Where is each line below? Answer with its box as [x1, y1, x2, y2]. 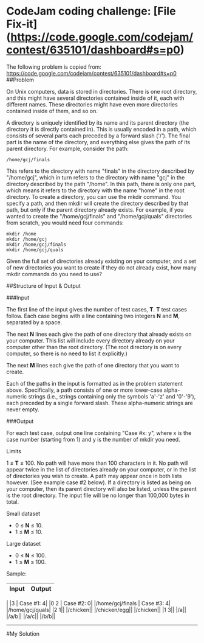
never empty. [6, 406, 39, 413]
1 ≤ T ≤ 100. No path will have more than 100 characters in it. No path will [6, 459, 189, 467]
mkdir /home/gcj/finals [6, 242, 67, 248]
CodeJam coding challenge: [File [6, 4, 176, 18]
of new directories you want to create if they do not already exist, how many [6, 263, 197, 271]
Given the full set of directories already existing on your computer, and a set [6, 257, 196, 265]
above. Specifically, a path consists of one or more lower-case [6, 386, 163, 394]
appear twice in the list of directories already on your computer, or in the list [6, 465, 196, 473]
